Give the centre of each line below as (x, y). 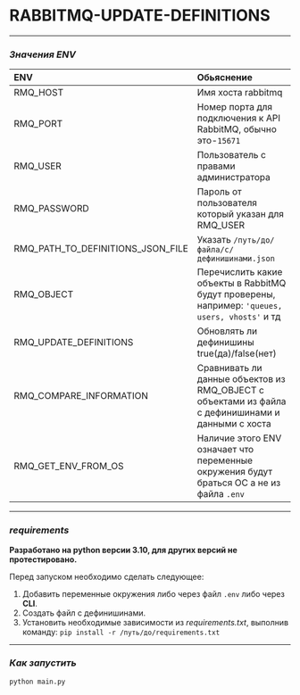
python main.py (37, 682)
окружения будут (235, 472)
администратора (233, 178)
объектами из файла (242, 401)
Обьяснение (225, 78)
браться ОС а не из (239, 483)
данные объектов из (241, 379)
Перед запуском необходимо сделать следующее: (107, 576)
